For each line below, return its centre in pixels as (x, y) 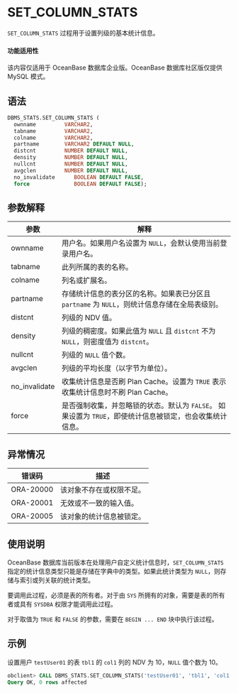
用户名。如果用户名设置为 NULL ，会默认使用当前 (141, 244)
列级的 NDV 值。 (89, 318)
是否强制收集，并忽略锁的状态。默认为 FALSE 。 (139, 405)
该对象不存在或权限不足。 (103, 490)
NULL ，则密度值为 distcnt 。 (107, 342)
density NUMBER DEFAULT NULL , (71, 158)
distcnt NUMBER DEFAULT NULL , (71, 151)
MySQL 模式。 (28, 77)
